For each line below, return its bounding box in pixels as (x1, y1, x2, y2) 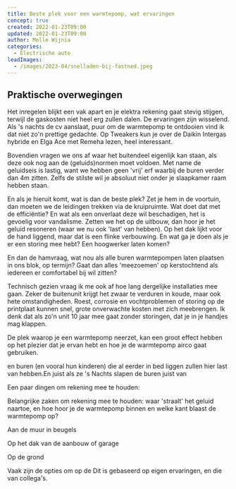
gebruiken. (7, 349, 39, 357)
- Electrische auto (13, 50, 71, 57)
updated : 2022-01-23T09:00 (7, 30, 87, 37)
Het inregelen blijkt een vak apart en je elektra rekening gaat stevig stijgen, (7, 107, 224, 116)
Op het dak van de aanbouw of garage (7, 439, 120, 448)
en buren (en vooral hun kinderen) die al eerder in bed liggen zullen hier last (7, 362, 228, 370)
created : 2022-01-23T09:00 (7, 23, 87, 30)
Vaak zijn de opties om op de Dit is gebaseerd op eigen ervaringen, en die (7, 466, 222, 475)
